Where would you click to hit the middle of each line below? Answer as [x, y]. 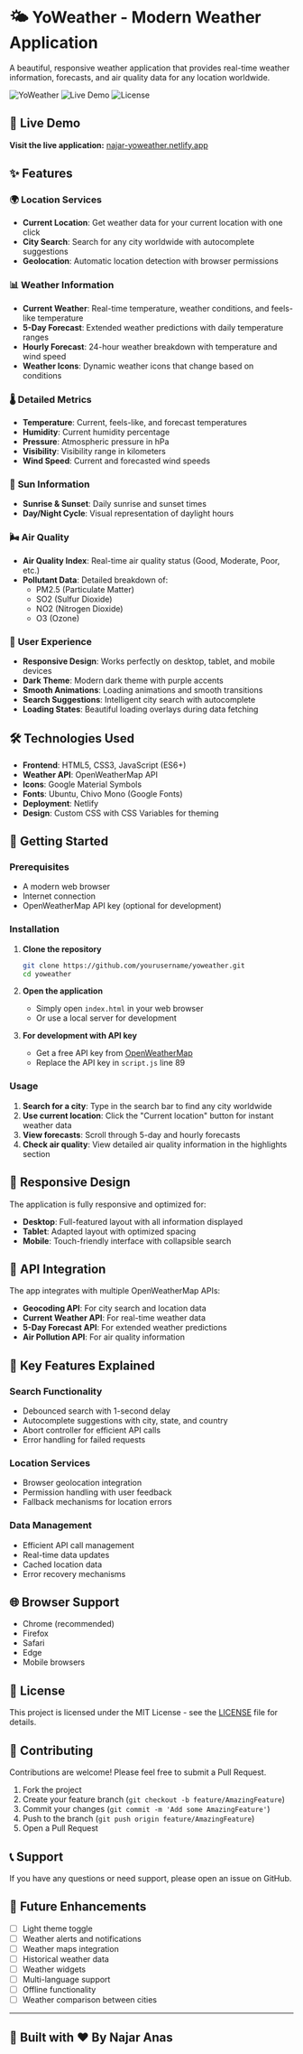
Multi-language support [66, 1980]
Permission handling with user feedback [97, 1492]
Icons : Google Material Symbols [82, 784]
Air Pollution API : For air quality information [103, 1337]
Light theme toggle [57, 1928]
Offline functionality [59, 1990]
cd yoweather [47, 974]
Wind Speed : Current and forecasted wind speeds [116, 461]
